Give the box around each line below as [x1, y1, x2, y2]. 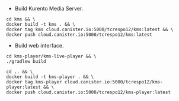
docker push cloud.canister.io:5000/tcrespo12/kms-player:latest [6, 89, 171, 95]
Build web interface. [14, 42, 64, 49]
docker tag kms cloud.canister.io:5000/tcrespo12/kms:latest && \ [6, 26, 174, 32]
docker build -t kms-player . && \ [6, 74, 94, 80]
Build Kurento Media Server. [14, 5, 84, 12]
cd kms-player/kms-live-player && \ [6, 53, 97, 59]
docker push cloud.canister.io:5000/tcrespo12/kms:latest [6, 32, 152, 38]
